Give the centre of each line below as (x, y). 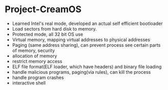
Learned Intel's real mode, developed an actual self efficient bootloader (87, 23)
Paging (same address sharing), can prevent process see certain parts (86, 45)
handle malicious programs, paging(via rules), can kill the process (81, 72)
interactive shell (29, 83)
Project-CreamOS (43, 9)
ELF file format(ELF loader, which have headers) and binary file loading (87, 67)
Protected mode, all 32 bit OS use (47, 34)
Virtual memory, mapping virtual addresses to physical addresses (81, 40)
